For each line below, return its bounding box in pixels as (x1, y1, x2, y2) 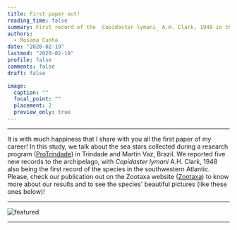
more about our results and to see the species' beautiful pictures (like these (7, 180, 227, 188)
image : (7, 82, 27, 89)
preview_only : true (13, 109, 71, 116)
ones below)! (7, 187, 46, 195)
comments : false (7, 63, 55, 70)
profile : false (7, 57, 52, 64)
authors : (7, 30, 33, 38)
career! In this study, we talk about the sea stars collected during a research (7, 142, 229, 151)
